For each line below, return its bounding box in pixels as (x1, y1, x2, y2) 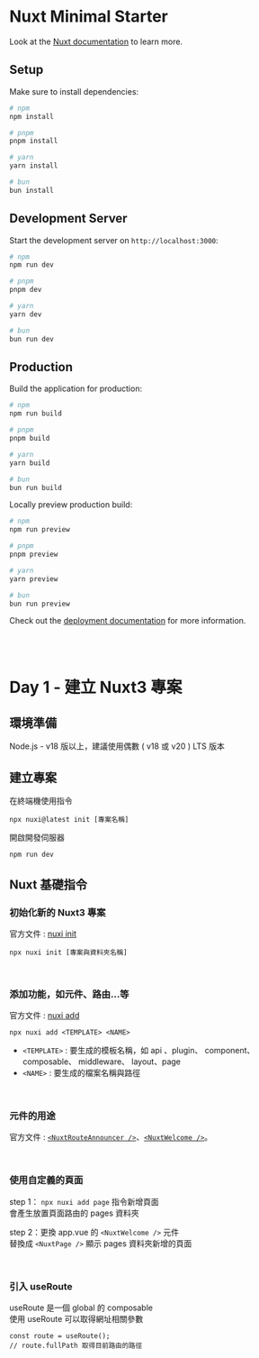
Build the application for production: (9, 383, 142, 394)
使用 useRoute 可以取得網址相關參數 (9, 1314, 144, 1325)
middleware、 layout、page (77, 1056, 182, 1067)
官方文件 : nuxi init (9, 928, 77, 939)
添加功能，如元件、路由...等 (9, 988, 129, 1000)
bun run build (9, 483, 63, 492)
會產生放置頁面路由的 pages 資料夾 (9, 1208, 139, 1218)
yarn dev (9, 309, 42, 319)
